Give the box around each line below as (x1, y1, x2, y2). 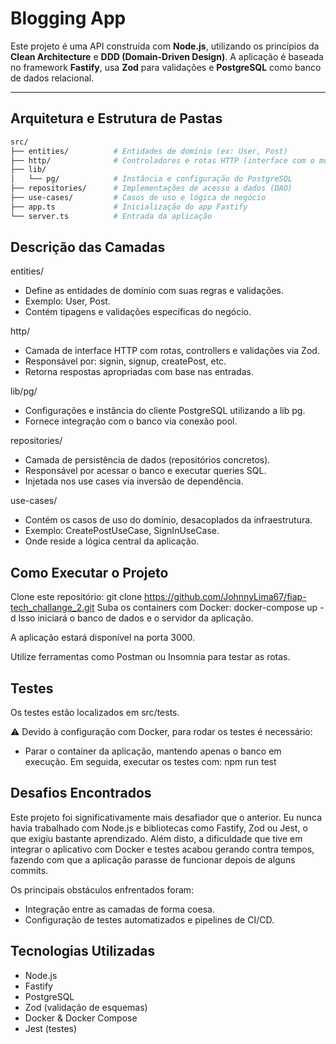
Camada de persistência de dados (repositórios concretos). (24, 454, 271, 466)
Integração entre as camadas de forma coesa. (24, 903, 215, 915)
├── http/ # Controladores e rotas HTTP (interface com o (10, 155, 315, 166)
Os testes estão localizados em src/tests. (10, 707, 180, 719)
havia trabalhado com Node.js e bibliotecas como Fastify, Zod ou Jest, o (10, 822, 308, 834)
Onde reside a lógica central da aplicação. (24, 535, 200, 547)
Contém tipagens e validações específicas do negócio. (24, 306, 252, 318)
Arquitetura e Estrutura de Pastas (10, 110, 223, 127)
